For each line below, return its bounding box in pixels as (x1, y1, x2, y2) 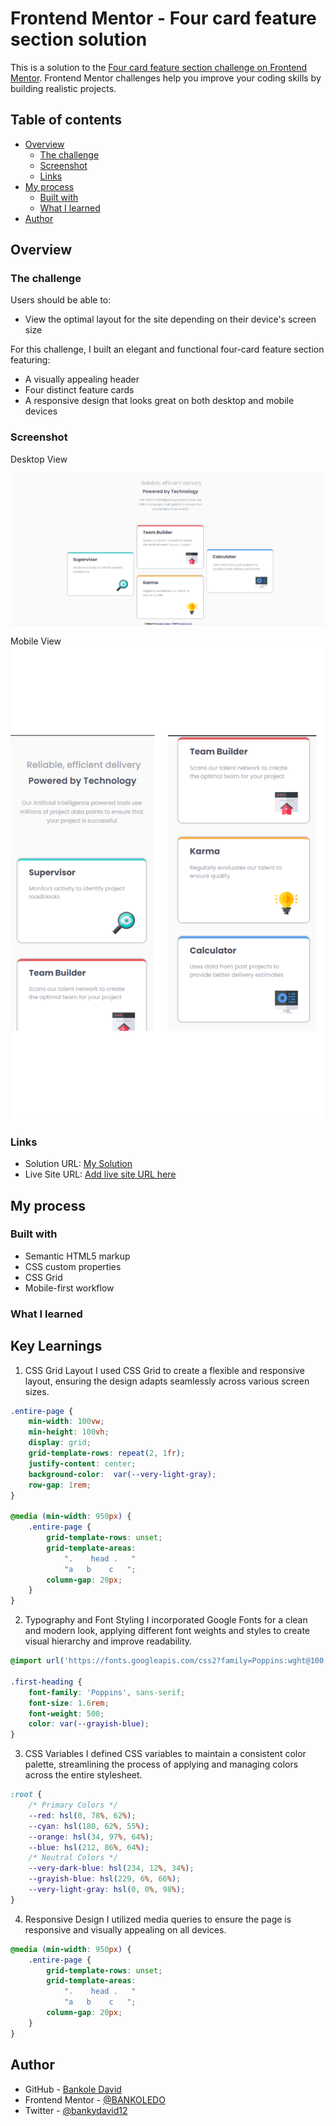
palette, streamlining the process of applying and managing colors (24, 1758, 299, 1771)
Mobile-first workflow (24, 1282, 115, 1294)
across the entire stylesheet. (24, 1769, 143, 1781)
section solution (10, 28, 148, 51)
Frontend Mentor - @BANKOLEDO (24, 2093, 166, 2106)
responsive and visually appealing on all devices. (24, 1923, 227, 1936)
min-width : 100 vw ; (28, 1417, 105, 1427)
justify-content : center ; (28, 1458, 137, 1469)
